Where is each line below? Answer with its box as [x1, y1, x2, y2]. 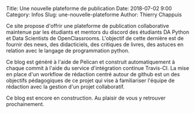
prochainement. [6, 101, 45, 107]
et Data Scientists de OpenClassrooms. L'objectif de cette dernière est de [6, 35, 184, 41]
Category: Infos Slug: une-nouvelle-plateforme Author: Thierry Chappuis [6, 11, 182, 18]
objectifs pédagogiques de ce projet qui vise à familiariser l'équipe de [6, 77, 175, 84]
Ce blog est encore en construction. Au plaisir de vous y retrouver [6, 94, 166, 101]
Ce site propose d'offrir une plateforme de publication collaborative [6, 23, 169, 29]
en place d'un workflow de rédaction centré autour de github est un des [6, 71, 180, 77]
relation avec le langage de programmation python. [6, 47, 130, 54]
